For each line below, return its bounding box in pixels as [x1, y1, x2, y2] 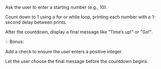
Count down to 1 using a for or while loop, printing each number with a [5, 14, 151, 19]
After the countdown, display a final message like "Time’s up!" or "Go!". [5, 29, 153, 34]
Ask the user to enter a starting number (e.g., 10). [5, 4, 107, 10]
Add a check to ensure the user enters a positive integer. [5, 48, 123, 54]
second [5, 19, 21, 25]
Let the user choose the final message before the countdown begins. [5, 58, 148, 64]
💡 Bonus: [5, 38, 24, 44]
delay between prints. [22, 19, 67, 25]
